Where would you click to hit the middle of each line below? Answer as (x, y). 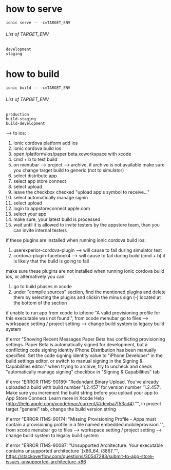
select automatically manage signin (51, 198)
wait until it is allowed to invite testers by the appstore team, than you (86, 225)
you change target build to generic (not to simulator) (69, 171)
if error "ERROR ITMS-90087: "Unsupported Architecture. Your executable (84, 445)
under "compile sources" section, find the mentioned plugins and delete (89, 292)
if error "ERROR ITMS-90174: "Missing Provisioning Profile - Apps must (81, 419)
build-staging (21, 119)
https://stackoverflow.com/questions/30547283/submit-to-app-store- (80, 456)
